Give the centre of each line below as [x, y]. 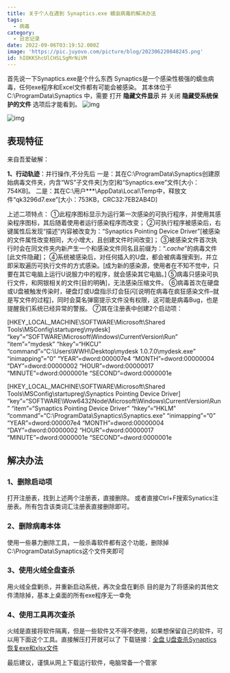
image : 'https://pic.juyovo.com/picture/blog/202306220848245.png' [105, 52]
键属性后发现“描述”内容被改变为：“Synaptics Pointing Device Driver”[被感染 [114, 231]
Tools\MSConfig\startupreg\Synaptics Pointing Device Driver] [94, 393]
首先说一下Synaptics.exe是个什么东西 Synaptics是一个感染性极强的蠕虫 [108, 78]
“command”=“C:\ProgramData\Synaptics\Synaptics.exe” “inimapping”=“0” [111, 415]
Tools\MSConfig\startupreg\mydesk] [59, 329]
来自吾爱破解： [28, 159]
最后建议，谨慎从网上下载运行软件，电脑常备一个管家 [82, 663]
